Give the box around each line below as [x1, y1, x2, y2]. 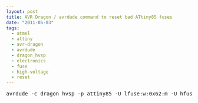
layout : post [6, 8, 38, 15]
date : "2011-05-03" [6, 19, 54, 25]
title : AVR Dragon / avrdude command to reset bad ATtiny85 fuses [6, 14, 173, 20]
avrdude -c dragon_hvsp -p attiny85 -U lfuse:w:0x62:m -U [6, 91, 177, 97]
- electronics [11, 58, 46, 64]
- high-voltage [11, 69, 49, 75]
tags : [6, 25, 19, 31]
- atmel [11, 31, 31, 36]
